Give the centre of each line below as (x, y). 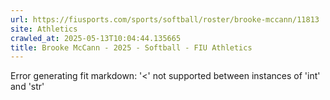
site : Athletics (44, 29)
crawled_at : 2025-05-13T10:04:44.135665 (96, 38)
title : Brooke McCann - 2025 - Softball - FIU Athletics (131, 47)
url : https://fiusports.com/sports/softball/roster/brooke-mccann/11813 (165, 19)
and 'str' (27, 87)
